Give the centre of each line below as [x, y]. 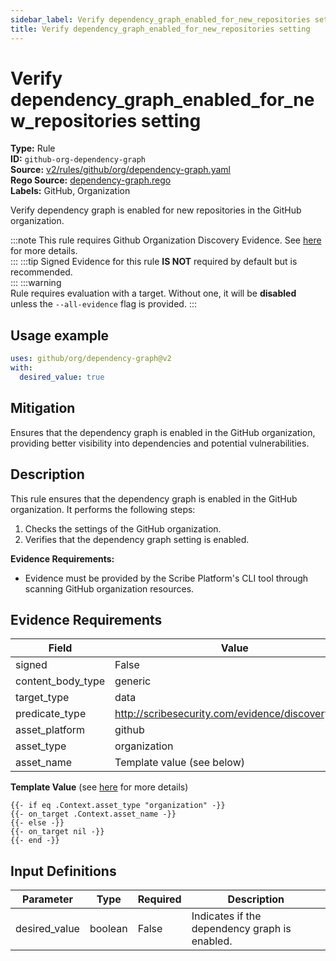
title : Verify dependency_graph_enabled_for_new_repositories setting [160, 29]
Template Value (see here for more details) [99, 787]
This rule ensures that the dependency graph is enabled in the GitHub [154, 498]
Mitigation [43, 408]
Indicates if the [226, 916]
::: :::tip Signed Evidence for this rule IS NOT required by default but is [154, 262]
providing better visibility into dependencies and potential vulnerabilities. [160, 443]
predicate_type [51, 714]
